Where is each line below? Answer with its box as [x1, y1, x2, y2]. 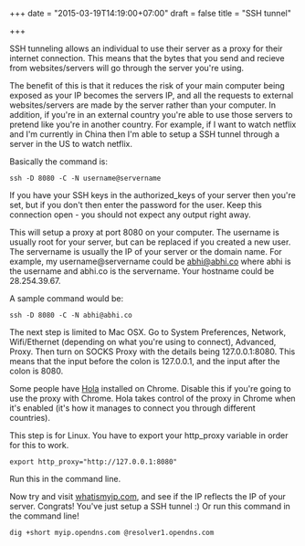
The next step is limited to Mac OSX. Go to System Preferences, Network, [9, 327, 286, 337]
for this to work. [9, 440, 69, 450]
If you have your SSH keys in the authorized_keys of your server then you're [9, 190, 297, 200]
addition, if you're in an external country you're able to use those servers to [9, 110, 293, 120]
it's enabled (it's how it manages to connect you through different [9, 403, 256, 414]
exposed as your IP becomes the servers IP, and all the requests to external [9, 90, 294, 100]
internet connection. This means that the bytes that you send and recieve [9, 53, 285, 63]
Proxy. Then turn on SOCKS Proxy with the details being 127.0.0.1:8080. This [9, 346, 296, 357]
